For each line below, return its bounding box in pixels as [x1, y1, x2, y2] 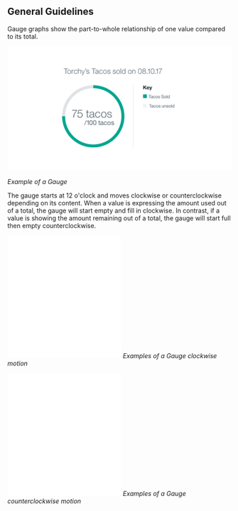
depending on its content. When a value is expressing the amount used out [7, 198, 227, 207]
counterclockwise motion [7, 497, 82, 505]
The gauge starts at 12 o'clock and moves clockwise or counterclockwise [7, 191, 222, 200]
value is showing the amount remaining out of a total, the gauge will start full [7, 213, 231, 222]
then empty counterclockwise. [7, 221, 97, 230]
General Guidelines [7, 6, 94, 18]
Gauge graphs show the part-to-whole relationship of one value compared [7, 24, 226, 33]
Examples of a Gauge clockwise [122, 351, 217, 360]
